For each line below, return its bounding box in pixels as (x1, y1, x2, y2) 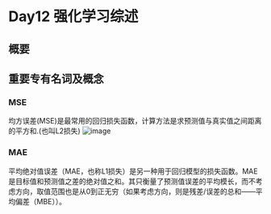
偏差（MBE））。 (15, 196, 67, 206)
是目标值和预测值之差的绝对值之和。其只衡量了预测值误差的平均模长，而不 (8, 176, 256, 186)
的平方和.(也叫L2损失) (8, 126, 81, 136)
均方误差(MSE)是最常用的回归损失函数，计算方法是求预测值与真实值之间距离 (8, 116, 262, 126)
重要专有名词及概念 (8, 72, 104, 86)
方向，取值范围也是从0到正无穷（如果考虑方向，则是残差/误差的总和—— (15, 187, 256, 196)
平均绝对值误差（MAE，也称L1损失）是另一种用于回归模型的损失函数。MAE (8, 166, 258, 176)
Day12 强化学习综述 (8, 7, 139, 26)
